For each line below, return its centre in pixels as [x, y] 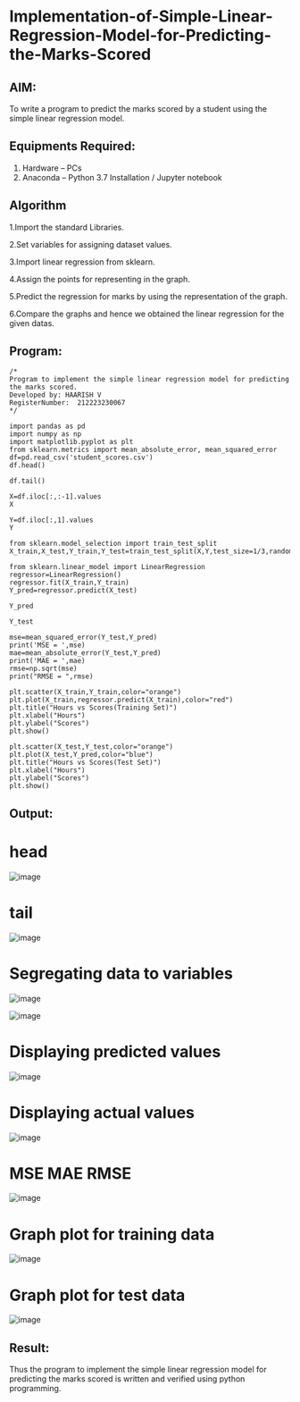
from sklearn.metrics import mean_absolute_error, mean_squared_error [143, 450]
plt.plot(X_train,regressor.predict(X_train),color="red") [121, 700]
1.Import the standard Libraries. [67, 227]
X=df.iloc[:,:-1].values [55, 497]
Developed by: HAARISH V [55, 395]
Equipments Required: [72, 146]
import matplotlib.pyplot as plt [71, 442]
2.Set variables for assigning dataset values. [91, 244]
